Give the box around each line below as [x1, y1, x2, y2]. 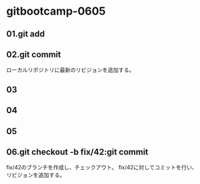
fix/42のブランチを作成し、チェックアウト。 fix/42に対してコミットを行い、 [6, 164, 198, 171]
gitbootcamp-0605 [6, 4, 106, 18]
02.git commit [6, 49, 61, 59]
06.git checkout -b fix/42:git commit [6, 147, 149, 157]
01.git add [6, 29, 45, 39]
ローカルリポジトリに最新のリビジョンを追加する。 [6, 66, 135, 74]
